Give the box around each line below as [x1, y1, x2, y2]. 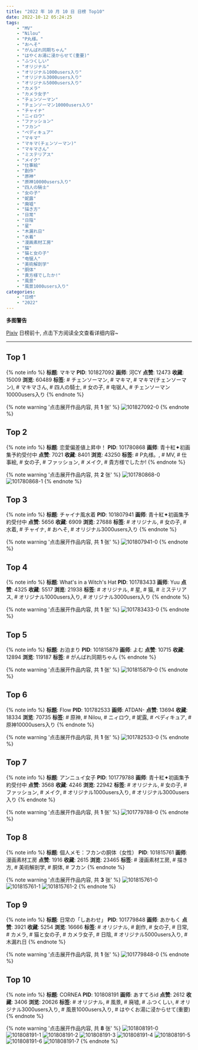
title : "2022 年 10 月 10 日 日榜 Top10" [6, 8, 105, 15]
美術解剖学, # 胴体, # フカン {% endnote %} [18, 863, 125, 870]
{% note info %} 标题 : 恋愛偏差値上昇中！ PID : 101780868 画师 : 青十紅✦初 [6, 444, 186, 451]
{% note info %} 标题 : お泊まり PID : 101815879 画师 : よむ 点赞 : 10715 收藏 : [6, 646, 185, 654]
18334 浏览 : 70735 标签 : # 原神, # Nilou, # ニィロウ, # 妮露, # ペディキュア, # [6, 713, 192, 721]
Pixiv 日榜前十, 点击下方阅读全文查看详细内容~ [6, 329, 119, 336]
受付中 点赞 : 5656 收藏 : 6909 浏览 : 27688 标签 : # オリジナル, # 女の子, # [11, 518, 187, 526]
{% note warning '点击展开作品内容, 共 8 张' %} [6, 1025, 121, 1032]
